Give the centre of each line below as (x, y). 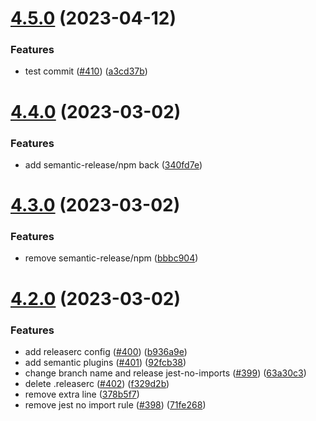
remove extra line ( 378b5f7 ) (82, 394)
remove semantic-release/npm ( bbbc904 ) (111, 258)
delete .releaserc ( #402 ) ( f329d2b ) (97, 383)
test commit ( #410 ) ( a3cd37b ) (86, 71)
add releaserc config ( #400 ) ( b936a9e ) (106, 351)
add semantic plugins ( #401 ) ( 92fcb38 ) (105, 362)
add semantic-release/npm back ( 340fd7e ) (113, 164)
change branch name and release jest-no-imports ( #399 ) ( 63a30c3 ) (165, 373)
